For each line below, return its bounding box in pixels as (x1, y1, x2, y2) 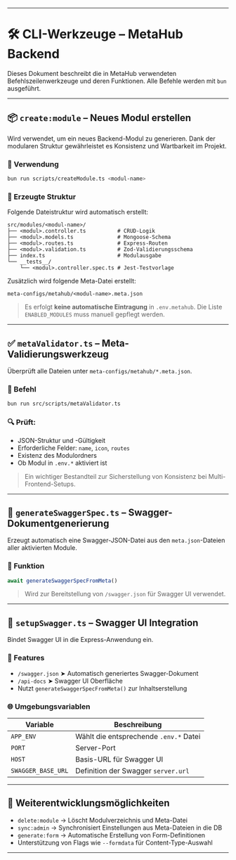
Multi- (208, 472, 226, 480)
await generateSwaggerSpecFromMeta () (7, 577, 118, 584)
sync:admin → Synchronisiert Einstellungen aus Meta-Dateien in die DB (17, 823, 223, 832)
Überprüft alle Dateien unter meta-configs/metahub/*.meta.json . (7, 367, 192, 376)
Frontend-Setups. (24, 480, 76, 488)
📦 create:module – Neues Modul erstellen (7, 112, 192, 124)
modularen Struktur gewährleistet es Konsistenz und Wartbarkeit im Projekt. (7, 141, 227, 150)
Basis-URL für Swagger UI (74, 754, 164, 764)
